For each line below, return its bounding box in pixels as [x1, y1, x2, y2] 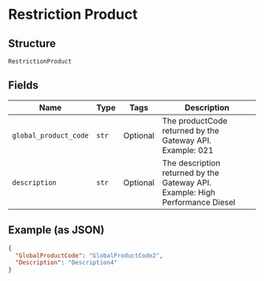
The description [162, 157, 221, 168]
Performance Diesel [162, 196, 236, 207]
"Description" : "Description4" [15, 259, 118, 267]
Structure [8, 37, 57, 50]
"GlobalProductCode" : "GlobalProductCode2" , [15, 251, 163, 260]
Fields [8, 78, 39, 92]
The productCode [162, 115, 228, 126]
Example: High [162, 187, 216, 198]
